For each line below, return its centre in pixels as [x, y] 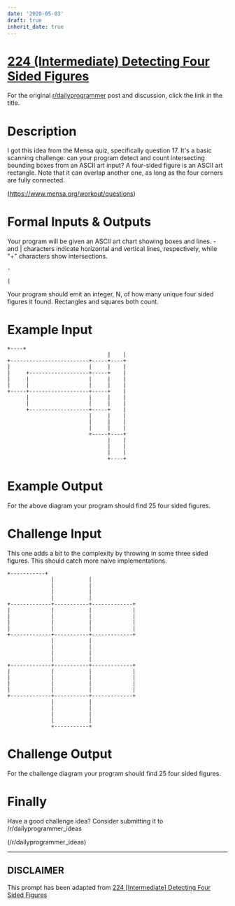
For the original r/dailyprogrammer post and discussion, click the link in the [115, 96]
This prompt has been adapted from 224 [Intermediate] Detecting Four [109, 887]
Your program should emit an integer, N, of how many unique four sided [111, 294]
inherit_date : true [36, 27]
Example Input [50, 330]
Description [42, 131]
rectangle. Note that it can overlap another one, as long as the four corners [115, 173]
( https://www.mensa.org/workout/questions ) [72, 194]
